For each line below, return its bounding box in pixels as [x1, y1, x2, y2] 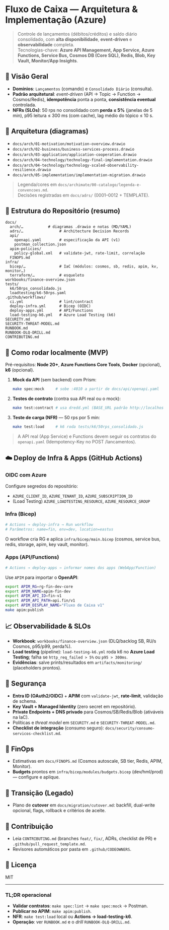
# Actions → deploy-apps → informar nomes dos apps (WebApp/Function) [5, 565, 156, 570]
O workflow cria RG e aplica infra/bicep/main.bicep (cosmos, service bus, [5, 536, 161, 542]
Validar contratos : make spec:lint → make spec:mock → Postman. [12, 903, 148, 909]
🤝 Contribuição [5, 822, 53, 831]
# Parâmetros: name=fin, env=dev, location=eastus [5, 526, 114, 532]
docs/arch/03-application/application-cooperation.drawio [12, 152, 137, 157]
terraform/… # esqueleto [10, 273, 84, 278]
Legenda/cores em [17, 181, 57, 187]
